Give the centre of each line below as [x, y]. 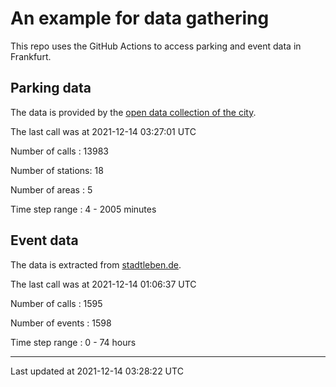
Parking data [51, 88]
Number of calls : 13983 [59, 151]
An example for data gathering [140, 18]
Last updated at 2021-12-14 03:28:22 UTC [97, 371]
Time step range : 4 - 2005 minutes [83, 209]
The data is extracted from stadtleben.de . [96, 264]
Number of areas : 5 [51, 189]
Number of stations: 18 [57, 170]
